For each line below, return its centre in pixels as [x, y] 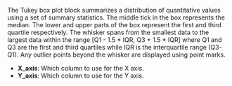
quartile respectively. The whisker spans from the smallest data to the [108, 32]
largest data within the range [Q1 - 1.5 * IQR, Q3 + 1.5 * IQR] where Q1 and [115, 40]
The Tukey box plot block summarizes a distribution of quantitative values [114, 10]
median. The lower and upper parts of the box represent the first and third [114, 25]
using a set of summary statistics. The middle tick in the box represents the [116, 17]
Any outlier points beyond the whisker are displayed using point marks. [123, 55]
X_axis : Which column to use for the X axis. [80, 68]
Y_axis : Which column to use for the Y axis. [80, 76]
